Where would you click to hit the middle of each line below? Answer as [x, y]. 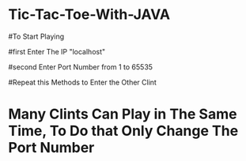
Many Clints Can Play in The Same [123, 114]
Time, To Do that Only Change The [123, 131]
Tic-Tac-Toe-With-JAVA [89, 15]
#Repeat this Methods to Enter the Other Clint [82, 82]
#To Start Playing [36, 36]
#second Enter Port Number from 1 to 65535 [80, 67]
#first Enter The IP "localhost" [57, 51]
